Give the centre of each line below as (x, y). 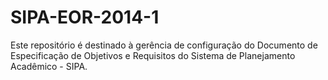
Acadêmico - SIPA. (49, 66)
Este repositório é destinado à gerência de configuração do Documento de (164, 45)
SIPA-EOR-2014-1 (85, 17)
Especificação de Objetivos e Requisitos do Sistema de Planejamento (153, 55)
